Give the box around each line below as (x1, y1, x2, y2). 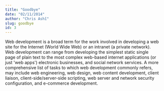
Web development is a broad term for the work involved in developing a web (5, 39, 159, 45)
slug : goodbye (5, 21, 34, 26)
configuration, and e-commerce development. (5, 80, 98, 86)
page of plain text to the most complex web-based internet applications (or (5, 54, 157, 60)
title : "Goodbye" (5, 7, 41, 12)
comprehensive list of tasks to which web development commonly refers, (5, 65, 153, 71)
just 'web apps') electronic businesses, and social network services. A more (5, 60, 159, 66)
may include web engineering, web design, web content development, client (5, 70, 159, 76)
